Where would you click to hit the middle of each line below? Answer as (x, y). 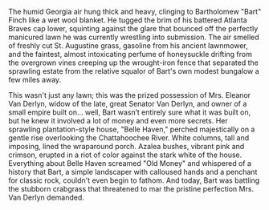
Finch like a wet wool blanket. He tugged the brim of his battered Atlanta (128, 20)
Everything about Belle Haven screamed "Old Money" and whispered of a (130, 163)
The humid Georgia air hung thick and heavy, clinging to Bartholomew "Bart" (135, 12)
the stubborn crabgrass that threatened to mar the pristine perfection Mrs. (131, 189)
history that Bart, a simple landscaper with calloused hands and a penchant (133, 172)
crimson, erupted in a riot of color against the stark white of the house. (125, 155)
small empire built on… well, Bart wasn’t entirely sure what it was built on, (130, 112)
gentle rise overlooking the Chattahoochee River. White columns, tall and (129, 138)
